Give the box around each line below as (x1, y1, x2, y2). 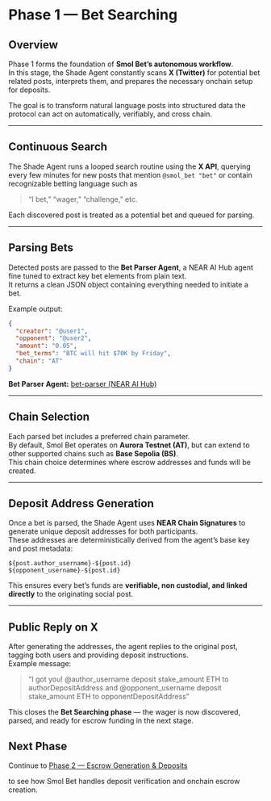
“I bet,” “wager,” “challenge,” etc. (27, 194, 138, 203)
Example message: (8, 659, 72, 669)
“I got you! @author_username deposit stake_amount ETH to (27, 674, 229, 684)
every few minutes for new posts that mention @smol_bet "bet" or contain (8, 170, 252, 179)
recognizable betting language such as (8, 178, 138, 188)
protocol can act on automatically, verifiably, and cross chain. (8, 109, 212, 119)
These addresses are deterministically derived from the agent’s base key (8, 535, 250, 545)
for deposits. (8, 85, 51, 94)
